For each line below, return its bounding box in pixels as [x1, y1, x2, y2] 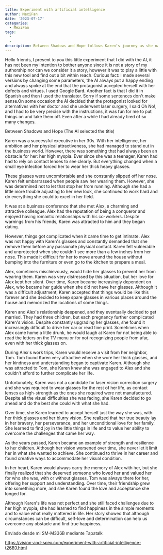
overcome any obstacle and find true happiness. [5, 520, 102, 526]
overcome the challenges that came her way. [5, 430, 95, 436]
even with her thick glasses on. [5, 340, 67, 346]
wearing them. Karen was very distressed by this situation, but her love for [5, 274, 154, 279]
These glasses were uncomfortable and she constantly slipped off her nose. [5, 173, 158, 179]
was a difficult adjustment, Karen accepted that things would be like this [5, 289, 149, 295]
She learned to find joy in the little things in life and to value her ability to [5, 425, 149, 431]
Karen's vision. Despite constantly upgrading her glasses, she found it [5, 319, 145, 325]
